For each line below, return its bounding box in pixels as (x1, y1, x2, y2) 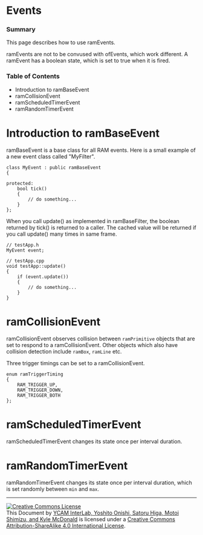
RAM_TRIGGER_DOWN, (17, 387, 63, 393)
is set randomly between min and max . (6, 485, 100, 493)
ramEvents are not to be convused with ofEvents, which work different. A (6, 51, 188, 58)
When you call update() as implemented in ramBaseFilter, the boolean (6, 217, 180, 224)
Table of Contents (6, 72, 60, 80)
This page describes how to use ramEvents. (6, 39, 116, 46)
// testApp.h (6, 242, 39, 248)
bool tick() (17, 186, 47, 192)
